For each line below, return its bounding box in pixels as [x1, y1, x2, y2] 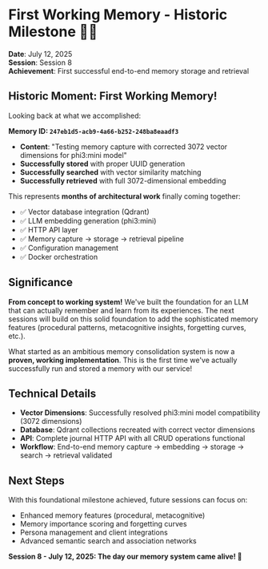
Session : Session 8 [8, 58, 72, 67]
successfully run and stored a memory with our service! [8, 363, 193, 373]
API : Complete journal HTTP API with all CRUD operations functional [19, 434, 246, 443]
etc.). [8, 331, 26, 341]
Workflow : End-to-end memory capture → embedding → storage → [19, 442, 245, 452]
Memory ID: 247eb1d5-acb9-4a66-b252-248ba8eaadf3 [8, 126, 179, 135]
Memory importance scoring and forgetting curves [19, 519, 187, 529]
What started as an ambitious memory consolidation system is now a [8, 346, 235, 356]
